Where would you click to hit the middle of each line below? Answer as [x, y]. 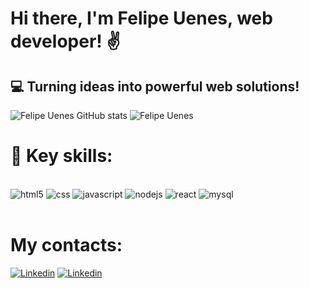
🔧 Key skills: [61, 156]
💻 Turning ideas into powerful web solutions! [155, 86]
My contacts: [66, 245]
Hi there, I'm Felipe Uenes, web [141, 18]
